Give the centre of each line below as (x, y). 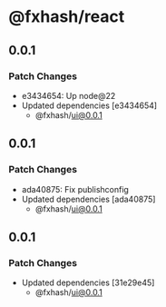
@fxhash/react (67, 17)
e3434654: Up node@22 (68, 95)
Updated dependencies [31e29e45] (88, 282)
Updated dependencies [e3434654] (89, 105)
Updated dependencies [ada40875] (88, 199)
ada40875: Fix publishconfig (75, 189)
